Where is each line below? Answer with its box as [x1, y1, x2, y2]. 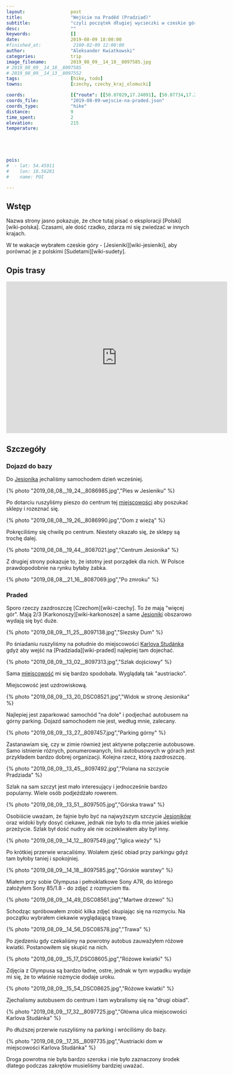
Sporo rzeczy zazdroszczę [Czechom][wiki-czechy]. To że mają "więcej [6, 605, 184, 612]
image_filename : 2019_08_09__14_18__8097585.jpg [6, 59, 152, 65]
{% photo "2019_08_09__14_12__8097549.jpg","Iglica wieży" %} [6, 837, 161, 844]
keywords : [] [6, 31, 77, 37]
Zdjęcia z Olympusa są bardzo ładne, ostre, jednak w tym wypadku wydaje [6, 967, 191, 974]
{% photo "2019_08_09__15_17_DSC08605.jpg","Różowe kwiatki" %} [6, 955, 172, 962]
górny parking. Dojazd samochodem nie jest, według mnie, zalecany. [6, 717, 177, 725]
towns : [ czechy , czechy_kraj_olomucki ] [6, 81, 152, 87]
